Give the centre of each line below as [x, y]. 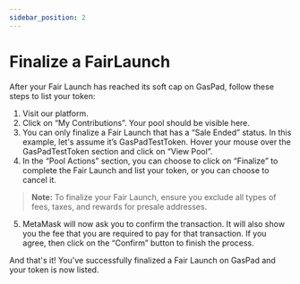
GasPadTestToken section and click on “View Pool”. [117, 151]
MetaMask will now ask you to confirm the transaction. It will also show [153, 223]
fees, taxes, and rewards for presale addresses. [119, 206]
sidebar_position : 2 [48, 17]
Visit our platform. [56, 113]
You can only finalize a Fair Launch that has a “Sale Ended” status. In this [157, 132]
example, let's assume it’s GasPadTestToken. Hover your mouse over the [156, 142]
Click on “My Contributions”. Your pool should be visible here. [136, 122]
